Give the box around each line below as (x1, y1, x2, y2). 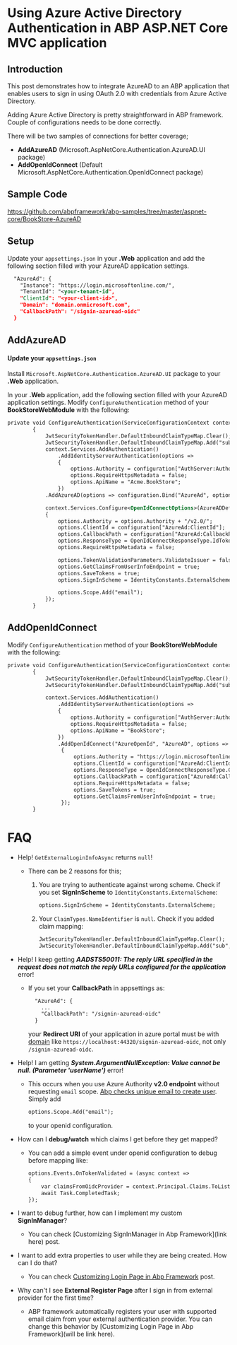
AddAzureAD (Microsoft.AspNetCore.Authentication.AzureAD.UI (17, 146, 206, 153)
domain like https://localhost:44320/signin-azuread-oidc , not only (28, 1038, 226, 1046)
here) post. (28, 1238, 61, 1246)
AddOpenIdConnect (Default (17, 160, 103, 169)
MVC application (7, 35, 107, 51)
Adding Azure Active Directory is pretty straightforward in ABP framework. (7, 111, 224, 119)
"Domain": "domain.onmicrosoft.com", (20, 302, 131, 309)
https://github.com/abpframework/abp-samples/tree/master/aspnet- (7, 207, 207, 216)
